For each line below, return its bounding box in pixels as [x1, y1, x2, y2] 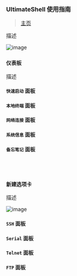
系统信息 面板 [6, 131, 35, 138]
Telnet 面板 [6, 249, 34, 257]
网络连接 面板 [6, 117, 35, 124]
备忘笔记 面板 [6, 145, 35, 152]
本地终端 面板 [6, 102, 35, 109]
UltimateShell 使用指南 [6, 5, 71, 13]
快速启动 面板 [6, 87, 35, 95]
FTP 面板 [6, 264, 26, 271]
